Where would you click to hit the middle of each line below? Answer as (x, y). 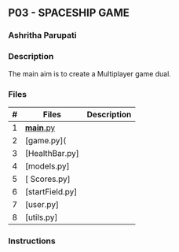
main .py (40, 128)
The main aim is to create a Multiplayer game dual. (89, 73)
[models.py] (47, 166)
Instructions (32, 241)
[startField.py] (51, 191)
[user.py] (42, 204)
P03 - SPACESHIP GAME (69, 13)
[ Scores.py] (47, 179)
